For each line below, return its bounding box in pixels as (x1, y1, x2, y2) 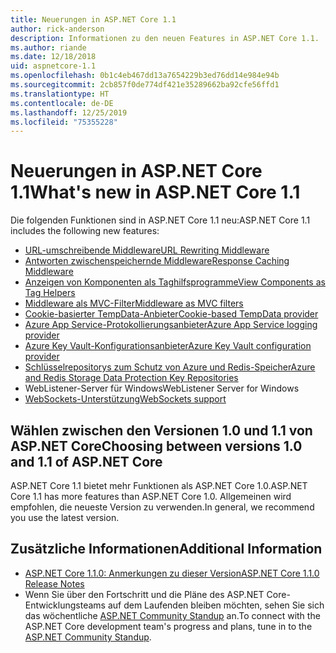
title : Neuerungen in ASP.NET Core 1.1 (10, 14, 177, 25)
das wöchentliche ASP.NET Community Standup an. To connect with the (24, 609, 321, 621)
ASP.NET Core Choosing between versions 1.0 (10, 437, 303, 455)
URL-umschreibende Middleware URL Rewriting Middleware (24, 244, 270, 256)
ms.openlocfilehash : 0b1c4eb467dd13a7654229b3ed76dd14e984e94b (10, 71, 280, 81)
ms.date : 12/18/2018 (10, 52, 97, 62)
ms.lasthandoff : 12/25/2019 (10, 107, 128, 118)
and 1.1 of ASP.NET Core (10, 453, 163, 470)
